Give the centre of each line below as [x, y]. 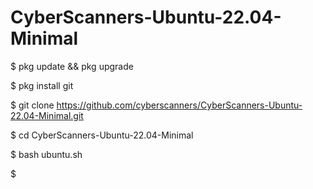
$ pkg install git [42, 85]
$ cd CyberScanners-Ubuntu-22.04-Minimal [102, 135]
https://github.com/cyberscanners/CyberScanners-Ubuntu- [179, 105]
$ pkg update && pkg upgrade [72, 66]
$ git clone [32, 105]
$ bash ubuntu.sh [46, 154]
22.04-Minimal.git [47, 115]
